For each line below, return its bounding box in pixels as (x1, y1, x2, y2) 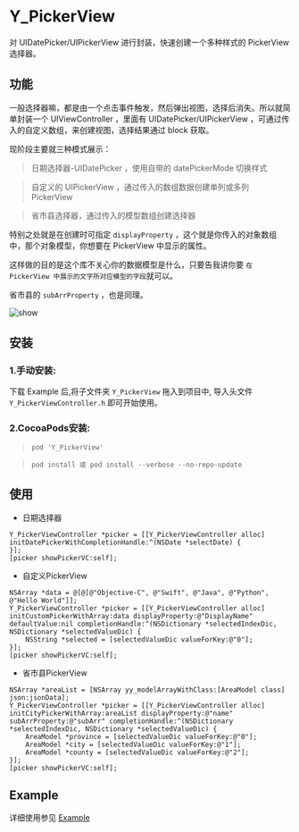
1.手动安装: (9, 365, 56, 377)
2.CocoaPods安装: (9, 422, 91, 434)
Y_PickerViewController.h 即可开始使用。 (9, 398, 162, 408)
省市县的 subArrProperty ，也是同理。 (9, 289, 149, 300)
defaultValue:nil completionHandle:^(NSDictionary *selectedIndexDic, (9, 619, 278, 628)
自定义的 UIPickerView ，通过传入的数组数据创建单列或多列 (30, 181, 250, 192)
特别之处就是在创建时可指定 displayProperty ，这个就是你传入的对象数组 (9, 229, 278, 240)
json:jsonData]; (9, 693, 70, 702)
